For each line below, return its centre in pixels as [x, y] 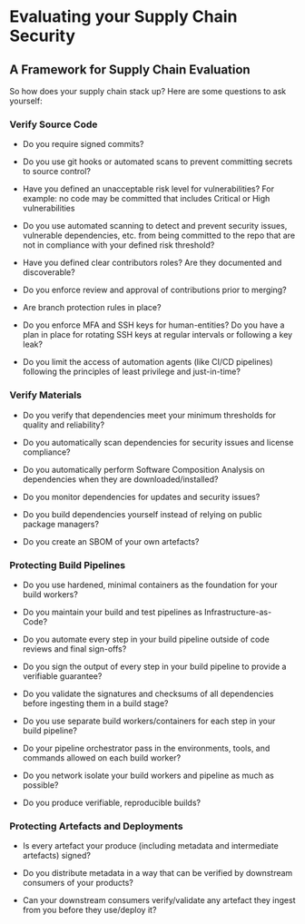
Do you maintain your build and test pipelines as [112, 612]
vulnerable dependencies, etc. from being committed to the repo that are [159, 236]
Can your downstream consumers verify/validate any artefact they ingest [159, 900]
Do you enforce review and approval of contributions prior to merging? [155, 290]
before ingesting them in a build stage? [95, 703]
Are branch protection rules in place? [92, 308]
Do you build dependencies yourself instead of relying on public [142, 514]
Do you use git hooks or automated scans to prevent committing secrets [157, 162]
